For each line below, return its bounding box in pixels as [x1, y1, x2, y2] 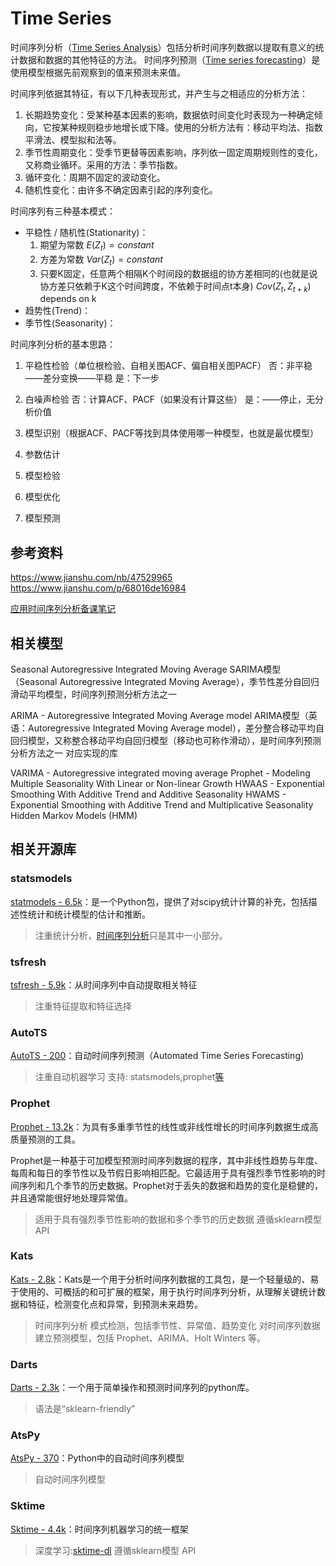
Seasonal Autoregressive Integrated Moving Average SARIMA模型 [10, 663, 282, 675]
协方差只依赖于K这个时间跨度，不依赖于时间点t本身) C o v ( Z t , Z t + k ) [39, 280, 312, 294]
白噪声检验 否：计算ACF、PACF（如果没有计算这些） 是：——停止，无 [24, 393, 315, 406]
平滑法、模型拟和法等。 [24, 133, 122, 146]
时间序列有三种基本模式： [10, 205, 116, 217]
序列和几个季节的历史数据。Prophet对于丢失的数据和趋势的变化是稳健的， [18, 1179, 323, 1191]
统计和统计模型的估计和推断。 [27, 908, 151, 920]
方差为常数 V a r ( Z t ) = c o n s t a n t [39, 253, 163, 267]
